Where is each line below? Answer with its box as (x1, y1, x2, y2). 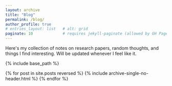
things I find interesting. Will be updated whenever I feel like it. (5, 50, 137, 56)
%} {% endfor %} (31, 76, 69, 81)
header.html (5, 76, 31, 81)
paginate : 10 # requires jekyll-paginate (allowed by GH (5, 31, 157, 36)
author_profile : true (5, 21, 52, 27)
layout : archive (5, 7, 40, 13)
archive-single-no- (109, 70, 148, 76)
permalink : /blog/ (5, 17, 45, 22)
